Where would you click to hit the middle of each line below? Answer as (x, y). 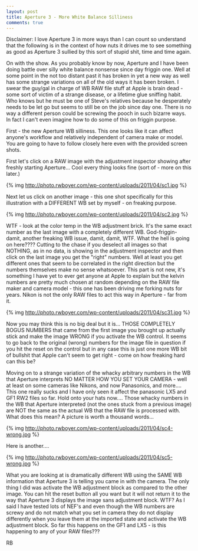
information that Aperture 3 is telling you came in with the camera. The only (98, 481)
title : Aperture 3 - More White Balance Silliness (70, 17)
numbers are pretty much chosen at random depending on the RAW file (93, 282)
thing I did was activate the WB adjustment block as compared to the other (97, 488)
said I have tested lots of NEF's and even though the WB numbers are (90, 506)
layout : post (22, 12)
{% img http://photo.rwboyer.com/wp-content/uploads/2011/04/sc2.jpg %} (97, 214)
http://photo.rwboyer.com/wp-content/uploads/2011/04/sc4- (99, 428)
